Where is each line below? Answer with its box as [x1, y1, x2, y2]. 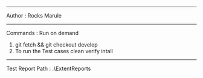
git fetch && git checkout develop [14, 41, 98, 48]
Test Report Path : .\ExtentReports [6, 65, 91, 72]
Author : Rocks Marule [6, 12, 62, 19]
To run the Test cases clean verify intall [14, 48, 113, 54]
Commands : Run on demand [6, 30, 79, 36]
